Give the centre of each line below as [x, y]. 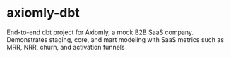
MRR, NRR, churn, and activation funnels [66, 47]
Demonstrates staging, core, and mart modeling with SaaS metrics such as [115, 39]
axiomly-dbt [43, 13]
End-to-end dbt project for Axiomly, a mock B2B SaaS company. [100, 32]
